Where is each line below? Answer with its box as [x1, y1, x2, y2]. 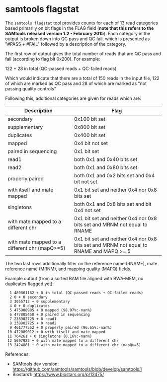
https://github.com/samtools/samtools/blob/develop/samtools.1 [12, 366, 142, 372]
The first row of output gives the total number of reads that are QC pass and [5, 51, 162, 57]
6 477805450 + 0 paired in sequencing [9, 312, 90, 317]
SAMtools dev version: [12, 361, 59, 367]
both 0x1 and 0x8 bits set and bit [74, 200, 152, 207]
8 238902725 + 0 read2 [9, 320, 57, 326]
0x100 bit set [74, 115, 106, 122]
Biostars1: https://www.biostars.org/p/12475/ [12, 371, 104, 377]
